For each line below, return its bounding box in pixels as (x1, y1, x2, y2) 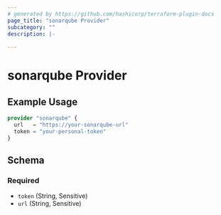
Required (7, 175, 40, 185)
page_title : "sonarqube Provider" (7, 17, 110, 24)
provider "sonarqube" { (7, 115, 78, 122)
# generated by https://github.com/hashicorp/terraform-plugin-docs (7, 10, 215, 18)
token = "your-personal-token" (14, 127, 107, 135)
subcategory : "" (7, 23, 55, 31)
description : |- (7, 30, 55, 38)
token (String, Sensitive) (17, 192, 88, 200)
